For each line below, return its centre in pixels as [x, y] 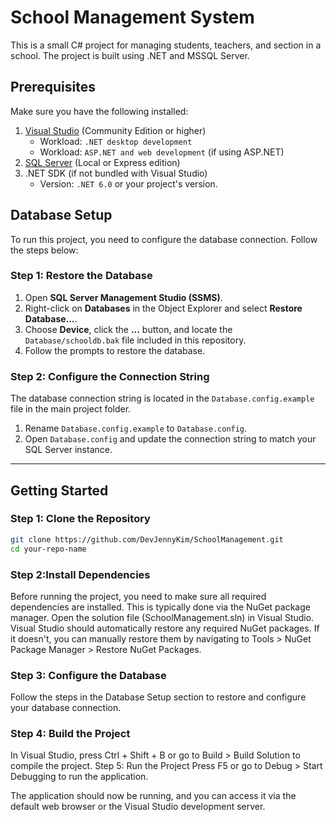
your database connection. [66, 708]
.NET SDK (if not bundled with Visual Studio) [116, 173]
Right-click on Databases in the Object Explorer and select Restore [163, 308]
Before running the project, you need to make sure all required [138, 596]
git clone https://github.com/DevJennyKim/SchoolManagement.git [147, 539]
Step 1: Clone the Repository [80, 519]
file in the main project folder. [71, 409]
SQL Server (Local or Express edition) [102, 162]
